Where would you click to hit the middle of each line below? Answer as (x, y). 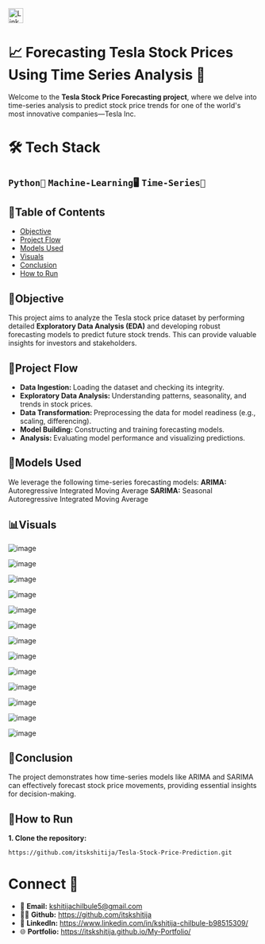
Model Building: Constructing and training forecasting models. (122, 429)
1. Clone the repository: (48, 838)
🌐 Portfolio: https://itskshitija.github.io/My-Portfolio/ (105, 932)
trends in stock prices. (56, 404)
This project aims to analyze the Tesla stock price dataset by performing (127, 318)
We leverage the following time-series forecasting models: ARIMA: (117, 482)
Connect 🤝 (44, 884)
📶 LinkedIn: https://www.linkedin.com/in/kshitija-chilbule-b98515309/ (134, 923)
